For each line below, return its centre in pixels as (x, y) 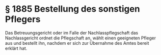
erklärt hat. (16, 48)
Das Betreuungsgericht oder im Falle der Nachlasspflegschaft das (72, 33)
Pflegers (23, 19)
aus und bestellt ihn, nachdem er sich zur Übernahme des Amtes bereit (77, 43)
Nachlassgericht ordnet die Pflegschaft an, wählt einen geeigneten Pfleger (80, 38)
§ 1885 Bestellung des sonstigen (73, 9)
